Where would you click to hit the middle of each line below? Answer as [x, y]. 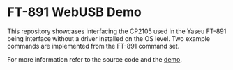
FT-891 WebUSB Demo [74, 12]
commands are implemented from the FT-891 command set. [93, 46]
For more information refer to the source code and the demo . [95, 59]
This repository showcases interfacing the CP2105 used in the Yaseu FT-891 [117, 31]
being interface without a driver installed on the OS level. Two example [109, 38]
